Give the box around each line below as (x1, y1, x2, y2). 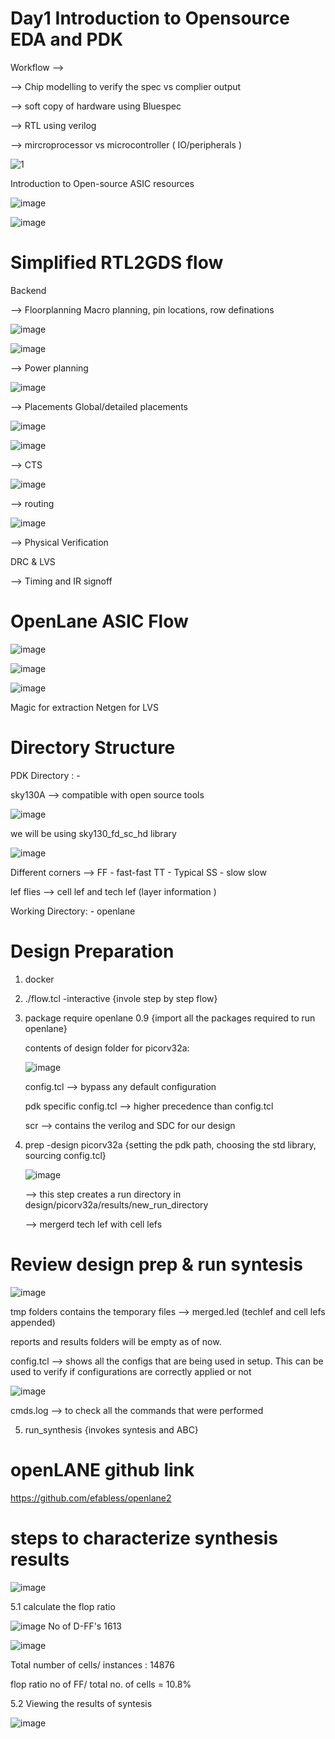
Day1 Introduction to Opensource (10, 7, 290, 30)
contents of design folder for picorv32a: (24, 1042, 190, 1054)
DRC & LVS (10, 555, 56, 567)
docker (24, 973, 55, 985)
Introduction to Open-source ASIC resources (10, 177, 195, 189)
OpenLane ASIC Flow (10, 610, 189, 633)
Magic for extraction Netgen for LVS (10, 701, 159, 713)
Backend (10, 284, 47, 296)
